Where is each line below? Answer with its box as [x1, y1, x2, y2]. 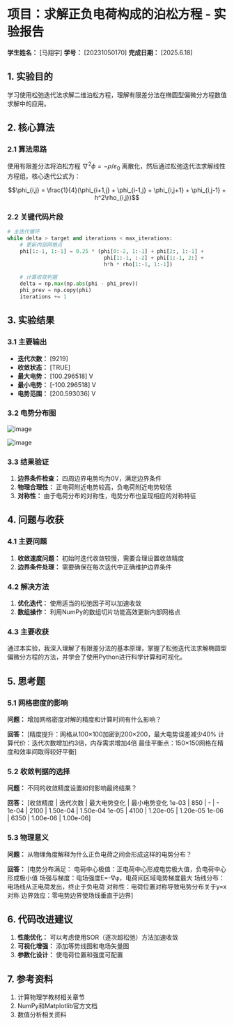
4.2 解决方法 [7, 581, 49, 591]
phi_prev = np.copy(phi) [19, 287, 92, 294]
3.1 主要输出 [7, 337, 47, 347]
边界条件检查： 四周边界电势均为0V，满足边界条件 [17, 474, 162, 483]
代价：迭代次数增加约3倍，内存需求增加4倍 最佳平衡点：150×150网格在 [13, 739, 218, 748]
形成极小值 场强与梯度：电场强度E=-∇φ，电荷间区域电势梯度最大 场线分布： [7, 873, 225, 882]
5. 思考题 [7, 675, 45, 687]
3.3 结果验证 [7, 457, 49, 467]
